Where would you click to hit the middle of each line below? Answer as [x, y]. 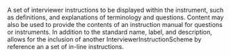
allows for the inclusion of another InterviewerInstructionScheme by [104, 39]
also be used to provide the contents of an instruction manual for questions [115, 25]
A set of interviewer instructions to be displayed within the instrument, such [115, 10]
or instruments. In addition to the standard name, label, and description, [110, 32]
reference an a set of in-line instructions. [65, 47]
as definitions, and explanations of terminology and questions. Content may [115, 17]
